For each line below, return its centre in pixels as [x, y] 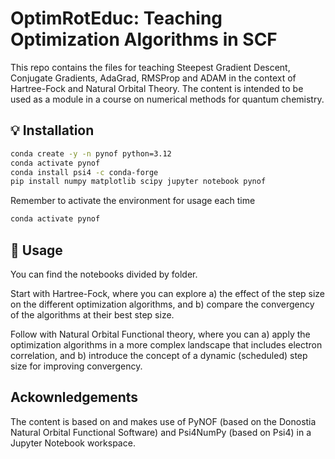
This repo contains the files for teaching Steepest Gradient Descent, [150, 67]
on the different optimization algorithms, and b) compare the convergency [162, 304]
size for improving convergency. [76, 366]
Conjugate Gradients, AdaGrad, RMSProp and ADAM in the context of [153, 78]
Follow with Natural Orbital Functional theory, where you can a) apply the [160, 334]
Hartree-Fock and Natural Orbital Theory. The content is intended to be [157, 88]
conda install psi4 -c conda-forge [84, 172]
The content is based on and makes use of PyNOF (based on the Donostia [163, 421]
